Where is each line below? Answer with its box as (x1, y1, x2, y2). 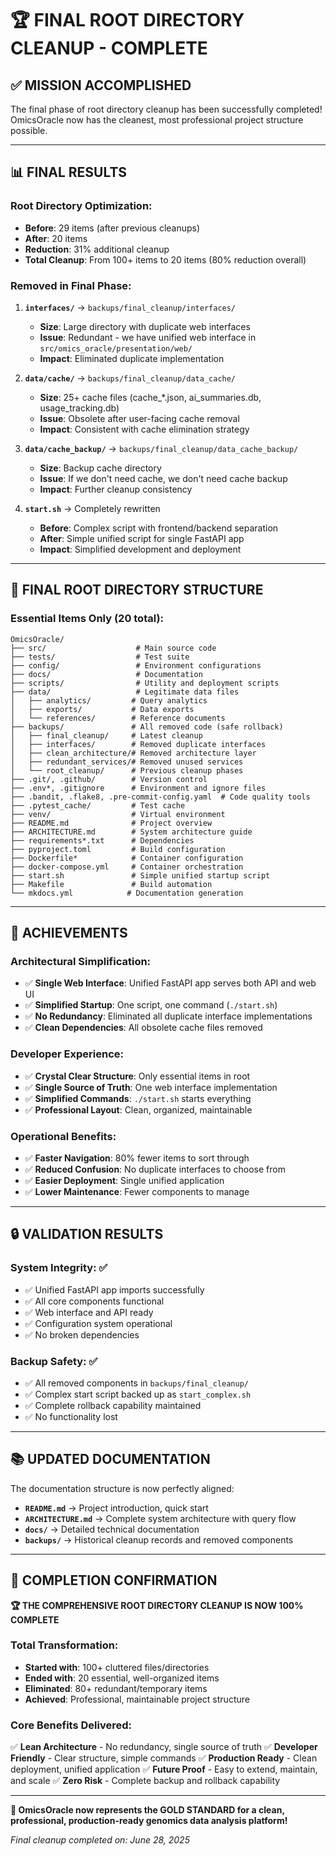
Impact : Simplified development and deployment (39, 543, 242, 555)
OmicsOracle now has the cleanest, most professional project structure (10, 114, 304, 126)
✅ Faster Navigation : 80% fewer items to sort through (24, 1152, 250, 1164)
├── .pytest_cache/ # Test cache (10, 800, 186, 811)
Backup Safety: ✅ (10, 1354, 98, 1368)
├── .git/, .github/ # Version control (10, 774, 208, 784)
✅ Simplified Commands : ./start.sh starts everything (24, 1092, 252, 1104)
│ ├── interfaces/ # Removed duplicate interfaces (10, 739, 267, 749)
